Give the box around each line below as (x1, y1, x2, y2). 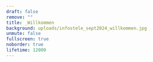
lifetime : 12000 (6, 47, 46, 53)
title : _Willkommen (6, 19, 55, 25)
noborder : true (6, 42, 44, 48)
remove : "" (6, 14, 33, 20)
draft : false (6, 8, 39, 15)
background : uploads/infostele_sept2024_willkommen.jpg (6, 25, 147, 31)
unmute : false (6, 31, 42, 37)
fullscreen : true (6, 36, 49, 42)
